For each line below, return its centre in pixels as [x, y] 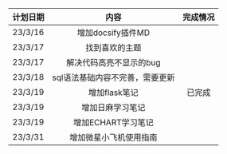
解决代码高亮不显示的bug [113, 63]
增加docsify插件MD [113, 33]
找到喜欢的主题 [113, 47]
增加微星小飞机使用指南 [113, 137]
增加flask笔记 [114, 93]
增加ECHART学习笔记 [113, 122]
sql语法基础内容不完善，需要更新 [113, 77]
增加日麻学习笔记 [113, 107]
